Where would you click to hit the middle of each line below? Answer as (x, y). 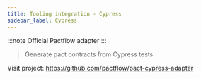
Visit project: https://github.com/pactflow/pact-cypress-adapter (100, 68)
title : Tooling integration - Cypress (64, 14)
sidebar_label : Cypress (42, 20)
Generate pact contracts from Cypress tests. (90, 54)
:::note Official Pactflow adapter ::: (57, 40)
